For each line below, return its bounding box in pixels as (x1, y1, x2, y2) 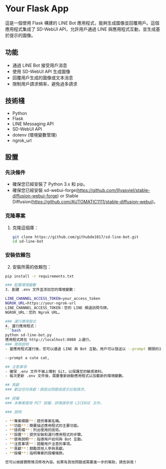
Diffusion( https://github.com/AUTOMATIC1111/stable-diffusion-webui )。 (12, 199, 158, 205)
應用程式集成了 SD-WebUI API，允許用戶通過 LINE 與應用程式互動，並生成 (5, 26, 156, 32)
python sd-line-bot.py (5, 332, 52, 338)
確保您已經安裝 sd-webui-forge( (12, 188, 78, 193)
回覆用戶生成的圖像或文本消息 (12, 75, 73, 81)
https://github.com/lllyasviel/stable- (77, 188, 150, 193)
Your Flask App (5, 3, 69, 14)
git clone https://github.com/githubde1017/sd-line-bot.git (12, 234, 139, 239)
